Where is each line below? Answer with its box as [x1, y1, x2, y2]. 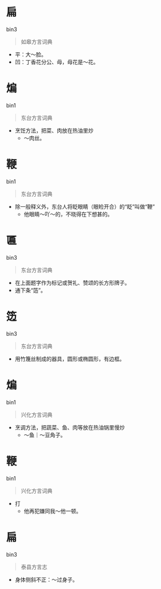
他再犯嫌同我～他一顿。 [23, 507, 82, 515]
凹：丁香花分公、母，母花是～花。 [14, 58, 99, 65]
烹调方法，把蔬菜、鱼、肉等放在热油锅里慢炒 [14, 423, 125, 431]
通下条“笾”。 [14, 286, 47, 294]
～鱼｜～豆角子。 [23, 431, 66, 438]
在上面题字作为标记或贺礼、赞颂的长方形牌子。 [14, 279, 130, 286]
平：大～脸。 [14, 50, 47, 58]
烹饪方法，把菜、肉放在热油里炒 [14, 127, 94, 134]
